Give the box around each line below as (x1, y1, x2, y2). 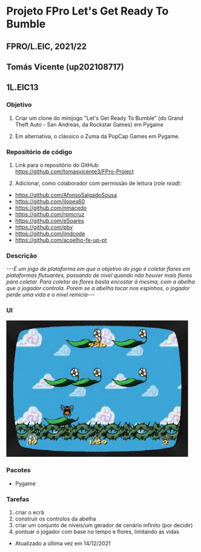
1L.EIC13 (6, 82, 39, 93)
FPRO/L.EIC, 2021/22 (6, 41, 87, 52)
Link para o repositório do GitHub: (15, 161, 100, 168)
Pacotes (6, 466, 31, 474)
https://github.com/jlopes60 (15, 198, 85, 205)
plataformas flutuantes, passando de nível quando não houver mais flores (6, 271, 193, 279)
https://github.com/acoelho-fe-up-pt (15, 236, 107, 244)
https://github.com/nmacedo (15, 204, 87, 211)
